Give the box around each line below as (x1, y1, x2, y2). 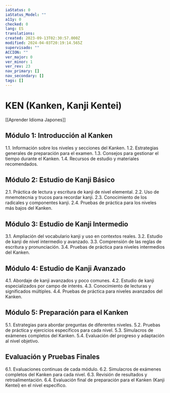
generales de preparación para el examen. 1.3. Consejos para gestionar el (5, 150, 159, 156)
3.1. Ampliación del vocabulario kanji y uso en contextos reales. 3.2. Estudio (5, 233, 163, 240)
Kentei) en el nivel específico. (5, 382, 67, 388)
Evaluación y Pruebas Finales (5, 352, 100, 361)
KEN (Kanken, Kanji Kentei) (5, 100, 122, 111)
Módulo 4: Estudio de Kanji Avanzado (5, 264, 126, 272)
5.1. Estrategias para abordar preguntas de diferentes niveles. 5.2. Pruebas (5, 322, 160, 328)
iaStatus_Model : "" (5, 12, 47, 17)
